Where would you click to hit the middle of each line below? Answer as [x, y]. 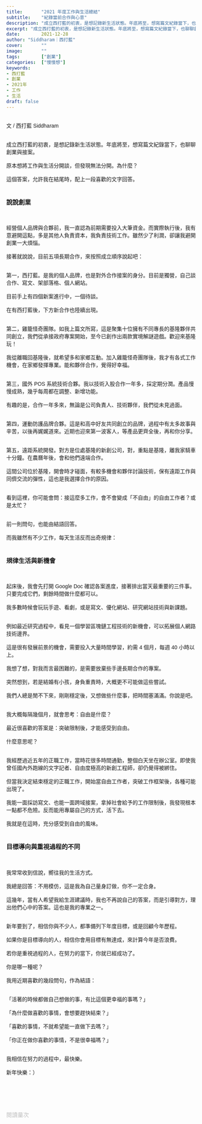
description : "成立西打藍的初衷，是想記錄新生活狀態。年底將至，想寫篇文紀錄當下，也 [101, 23]
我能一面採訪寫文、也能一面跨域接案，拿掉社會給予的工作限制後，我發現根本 [101, 803]
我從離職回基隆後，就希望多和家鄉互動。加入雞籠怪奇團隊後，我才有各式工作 [101, 357]
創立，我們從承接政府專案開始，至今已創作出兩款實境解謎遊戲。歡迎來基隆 [103, 336]
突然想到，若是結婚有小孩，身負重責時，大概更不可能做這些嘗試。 [88, 682]
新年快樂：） [22, 1072]
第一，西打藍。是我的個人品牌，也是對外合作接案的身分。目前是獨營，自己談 [101, 275]
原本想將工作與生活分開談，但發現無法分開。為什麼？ [72, 166]
